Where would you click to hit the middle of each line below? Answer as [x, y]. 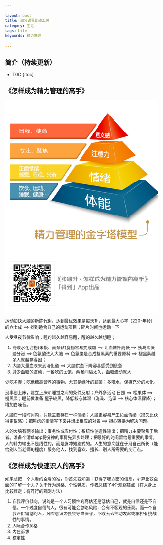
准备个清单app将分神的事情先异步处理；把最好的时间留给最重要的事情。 [85, 437]
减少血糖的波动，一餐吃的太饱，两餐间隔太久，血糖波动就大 [72, 372]
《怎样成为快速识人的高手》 [47, 466]
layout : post [18, 15]
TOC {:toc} [23, 74]
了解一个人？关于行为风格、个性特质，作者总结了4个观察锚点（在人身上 [85, 485]
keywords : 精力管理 [23, 36]
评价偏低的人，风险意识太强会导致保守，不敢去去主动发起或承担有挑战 [86, 513]
